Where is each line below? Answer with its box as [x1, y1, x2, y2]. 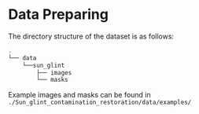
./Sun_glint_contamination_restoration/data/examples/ [8, 98, 192, 107]
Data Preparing [8, 6, 109, 24]
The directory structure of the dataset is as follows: [8, 31, 175, 41]
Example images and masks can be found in [8, 90, 151, 100]
